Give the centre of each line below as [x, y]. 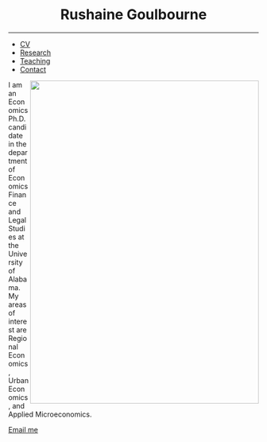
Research [35, 52]
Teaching [35, 60]
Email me [23, 429]
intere [18, 321]
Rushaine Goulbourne [133, 15]
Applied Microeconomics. [50, 414]
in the [17, 144]
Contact [33, 69]
